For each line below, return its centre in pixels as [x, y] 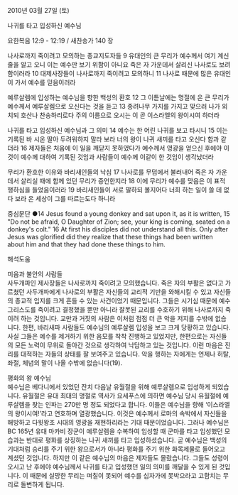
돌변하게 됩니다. [42, 484]
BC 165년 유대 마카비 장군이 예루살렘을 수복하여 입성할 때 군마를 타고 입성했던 [115, 431]
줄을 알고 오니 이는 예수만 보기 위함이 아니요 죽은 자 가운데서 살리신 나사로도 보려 [119, 65]
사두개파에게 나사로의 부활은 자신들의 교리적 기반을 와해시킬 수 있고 [119, 292]
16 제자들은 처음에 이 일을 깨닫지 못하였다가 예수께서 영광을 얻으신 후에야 [121, 148]
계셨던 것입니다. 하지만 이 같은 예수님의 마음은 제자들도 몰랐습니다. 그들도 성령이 [118, 458]
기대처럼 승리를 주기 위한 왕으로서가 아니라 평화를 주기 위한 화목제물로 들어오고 [117, 449]
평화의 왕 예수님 [29, 378]
